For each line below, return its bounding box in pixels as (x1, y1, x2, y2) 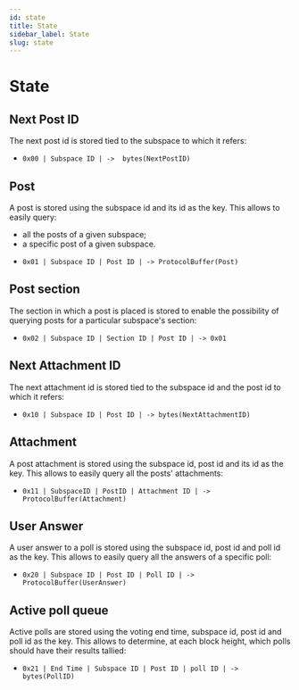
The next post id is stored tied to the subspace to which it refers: (9, 136, 247, 146)
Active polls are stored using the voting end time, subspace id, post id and (9, 627, 282, 637)
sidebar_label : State (9, 29, 90, 38)
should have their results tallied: (9, 645, 127, 656)
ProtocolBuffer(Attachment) (21, 495, 127, 503)
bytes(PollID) (21, 672, 75, 681)
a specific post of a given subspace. (21, 238, 156, 250)
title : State (9, 21, 58, 30)
